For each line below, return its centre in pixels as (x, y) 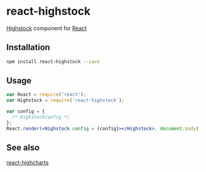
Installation (28, 47)
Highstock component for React (47, 28)
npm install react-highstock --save (53, 62)
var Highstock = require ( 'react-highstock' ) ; (65, 100)
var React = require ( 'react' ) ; (46, 95)
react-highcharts (28, 162)
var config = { (26, 111)
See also (23, 148)
